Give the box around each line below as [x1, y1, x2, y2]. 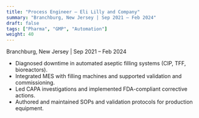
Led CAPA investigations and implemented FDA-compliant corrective [15, 85, 187, 93]
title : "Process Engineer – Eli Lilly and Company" [6, 8, 140, 15]
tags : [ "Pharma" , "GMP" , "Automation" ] [6, 25, 108, 32]
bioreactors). [15, 66, 47, 73]
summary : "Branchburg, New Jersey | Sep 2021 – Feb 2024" [6, 15, 156, 21]
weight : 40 [6, 31, 34, 38]
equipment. [15, 105, 44, 112]
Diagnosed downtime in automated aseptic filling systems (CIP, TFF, [15, 60, 186, 67]
